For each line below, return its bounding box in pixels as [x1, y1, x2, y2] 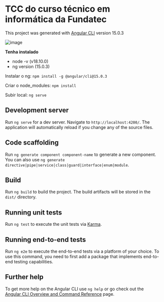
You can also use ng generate [5, 156, 65, 162]
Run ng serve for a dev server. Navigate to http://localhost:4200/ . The [5, 119, 150, 125]
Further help [5, 273, 44, 281]
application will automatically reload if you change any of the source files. [5, 124, 153, 130]
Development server [5, 106, 69, 114]
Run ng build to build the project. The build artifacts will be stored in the [5, 189, 151, 195]
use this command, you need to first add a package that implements [5, 254, 142, 259]
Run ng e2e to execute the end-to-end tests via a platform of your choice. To [5, 248, 160, 254]
